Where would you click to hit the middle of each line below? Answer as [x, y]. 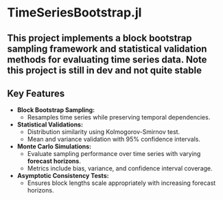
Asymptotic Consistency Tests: [63, 176]
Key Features [36, 93]
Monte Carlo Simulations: [54, 146]
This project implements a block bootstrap [99, 38]
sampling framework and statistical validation [107, 48]
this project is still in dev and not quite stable [105, 70]
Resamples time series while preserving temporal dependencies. [119, 118]
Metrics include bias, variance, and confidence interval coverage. [120, 168]
